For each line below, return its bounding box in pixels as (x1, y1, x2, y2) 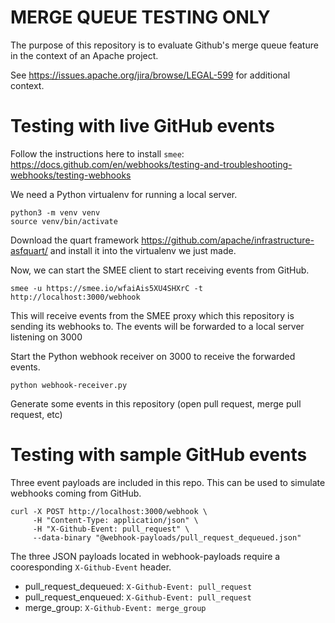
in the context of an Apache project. (10, 49, 159, 61)
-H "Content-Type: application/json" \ (32, 515, 199, 525)
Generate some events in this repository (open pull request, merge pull (10, 397, 302, 410)
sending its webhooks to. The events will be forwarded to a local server (10, 320, 305, 332)
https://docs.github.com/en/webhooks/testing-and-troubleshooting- (10, 158, 293, 170)
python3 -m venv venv (10, 207, 101, 218)
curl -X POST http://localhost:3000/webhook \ (10, 506, 208, 516)
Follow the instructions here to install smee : (10, 147, 185, 160)
